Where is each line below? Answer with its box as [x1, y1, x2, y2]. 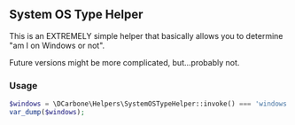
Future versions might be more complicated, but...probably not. [9, 57, 240, 67]
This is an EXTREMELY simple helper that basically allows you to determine [9, 30, 283, 41]
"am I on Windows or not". [9, 40, 105, 51]
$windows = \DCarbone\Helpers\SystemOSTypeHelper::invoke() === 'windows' [9, 99, 291, 109]
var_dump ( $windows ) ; [9, 107, 86, 116]
